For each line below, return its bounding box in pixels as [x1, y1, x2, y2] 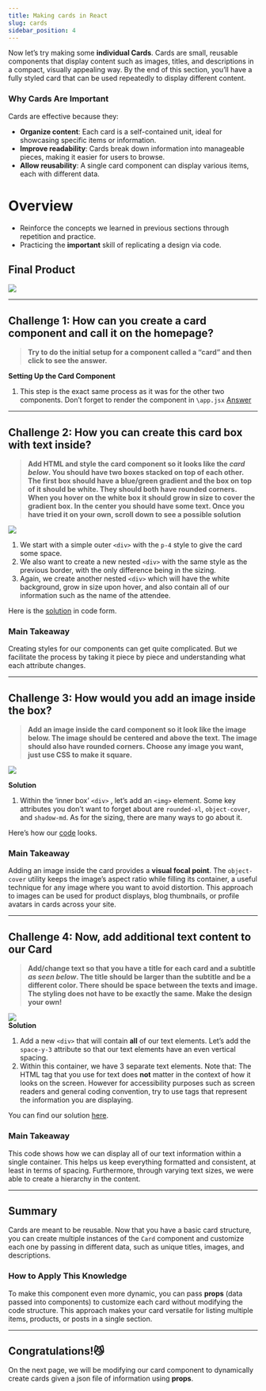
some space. [19, 549, 63, 558]
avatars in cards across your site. [8, 899, 116, 910]
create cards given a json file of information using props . [8, 1374, 194, 1383]
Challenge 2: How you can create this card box [8, 426, 243, 439]
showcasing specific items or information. [19, 135, 157, 145]
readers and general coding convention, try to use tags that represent [19, 1087, 248, 1096]
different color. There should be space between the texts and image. [27, 980, 258, 990]
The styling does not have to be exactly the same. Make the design [27, 989, 253, 999]
